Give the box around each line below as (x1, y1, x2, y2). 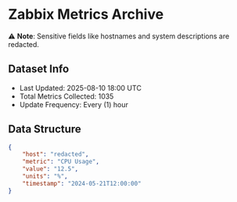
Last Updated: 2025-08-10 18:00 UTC (19, 83, 142, 92)
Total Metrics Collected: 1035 (19, 92, 114, 101)
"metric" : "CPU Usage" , (22, 158, 100, 166)
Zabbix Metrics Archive (8, 5, 164, 23)
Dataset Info (8, 63, 70, 76)
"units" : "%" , (22, 172, 68, 181)
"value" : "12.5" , (22, 165, 79, 173)
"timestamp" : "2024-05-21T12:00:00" (22, 179, 142, 187)
